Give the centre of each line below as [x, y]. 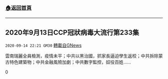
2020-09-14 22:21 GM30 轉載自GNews [43, 45]
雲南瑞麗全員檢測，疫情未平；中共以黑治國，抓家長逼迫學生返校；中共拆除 [82, 56]
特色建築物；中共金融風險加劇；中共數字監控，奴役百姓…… [70, 62]
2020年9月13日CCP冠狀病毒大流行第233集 [72, 33]
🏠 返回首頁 [18, 7]
